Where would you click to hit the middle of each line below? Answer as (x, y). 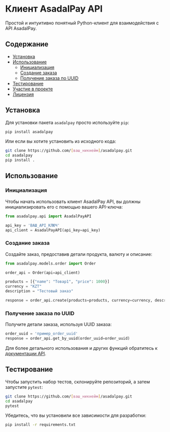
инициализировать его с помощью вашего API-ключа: (64, 207)
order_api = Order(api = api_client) (43, 273)
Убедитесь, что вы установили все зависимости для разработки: (76, 416)
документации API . (26, 353)
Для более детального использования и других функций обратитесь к (81, 348)
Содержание (27, 44)
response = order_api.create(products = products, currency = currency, (79, 301)
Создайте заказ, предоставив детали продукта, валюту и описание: (79, 254)
